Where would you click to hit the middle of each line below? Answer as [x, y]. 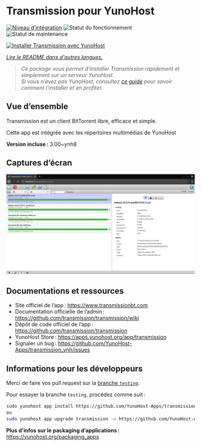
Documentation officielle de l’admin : [60, 311]
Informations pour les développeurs [74, 369]
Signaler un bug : [36, 343]
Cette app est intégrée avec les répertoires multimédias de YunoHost [91, 132]
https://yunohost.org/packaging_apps [53, 436]
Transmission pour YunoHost [80, 11]
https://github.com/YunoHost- [95, 343]
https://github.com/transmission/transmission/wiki [77, 318]
